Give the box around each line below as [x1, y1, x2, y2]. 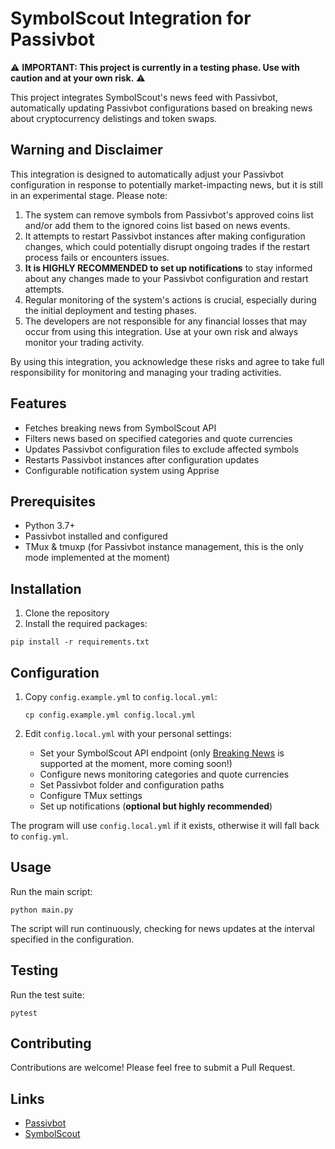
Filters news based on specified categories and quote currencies [24, 432, 293, 444]
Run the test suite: [10, 988, 85, 1001]
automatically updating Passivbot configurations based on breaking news [10, 102, 313, 114]
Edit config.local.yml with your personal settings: [24, 728, 232, 739]
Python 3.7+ [24, 520, 76, 532]
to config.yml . [10, 830, 69, 842]
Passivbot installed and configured [24, 530, 168, 542]
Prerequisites [10, 493, 96, 510]
